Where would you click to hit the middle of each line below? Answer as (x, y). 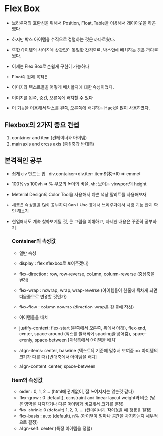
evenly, (26, 340)
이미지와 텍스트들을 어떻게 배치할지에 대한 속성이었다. (63, 87)
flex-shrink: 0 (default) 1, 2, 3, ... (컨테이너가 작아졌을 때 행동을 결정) (85, 410)
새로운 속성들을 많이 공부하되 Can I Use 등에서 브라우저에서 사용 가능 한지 (82, 205)
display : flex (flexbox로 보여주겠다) (54, 263)
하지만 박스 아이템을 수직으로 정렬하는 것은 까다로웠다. (63, 39)
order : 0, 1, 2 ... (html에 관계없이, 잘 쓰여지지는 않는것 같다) (76, 392)
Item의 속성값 (27, 380)
